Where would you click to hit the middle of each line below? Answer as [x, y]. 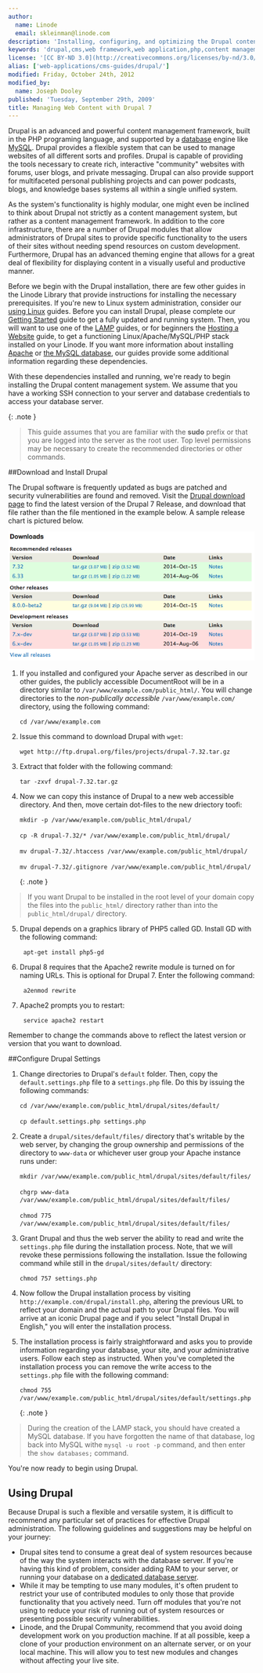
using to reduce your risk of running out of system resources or [122, 1610]
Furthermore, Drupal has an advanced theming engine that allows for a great [131, 254]
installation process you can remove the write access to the [115, 1367]
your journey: [30, 1536]
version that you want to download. [65, 1044]
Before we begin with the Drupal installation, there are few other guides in [127, 286]
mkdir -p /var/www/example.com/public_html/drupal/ [105, 820]
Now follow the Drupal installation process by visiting [105, 1293]
